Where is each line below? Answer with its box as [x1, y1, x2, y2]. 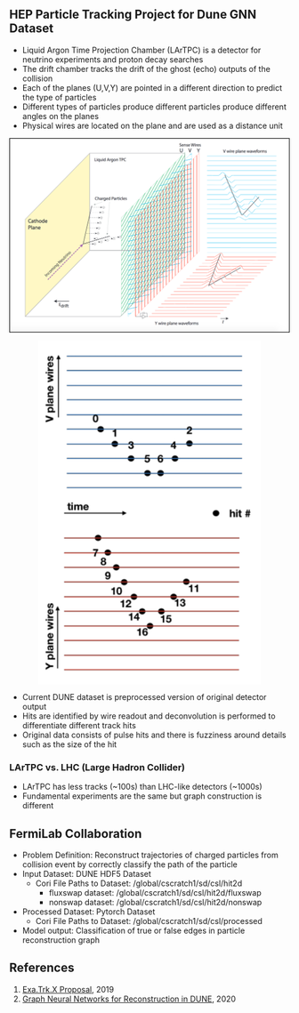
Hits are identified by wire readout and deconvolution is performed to [21, 711, 276, 721]
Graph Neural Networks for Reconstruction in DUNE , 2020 [21, 993, 237, 1004]
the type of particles [21, 92, 97, 102]
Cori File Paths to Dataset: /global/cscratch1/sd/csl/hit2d [35, 878, 243, 888]
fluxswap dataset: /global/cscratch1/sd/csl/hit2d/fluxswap [48, 888, 262, 898]
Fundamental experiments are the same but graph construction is [21, 791, 263, 801]
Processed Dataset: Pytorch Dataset [21, 906, 156, 917]
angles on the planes [21, 110, 100, 121]
